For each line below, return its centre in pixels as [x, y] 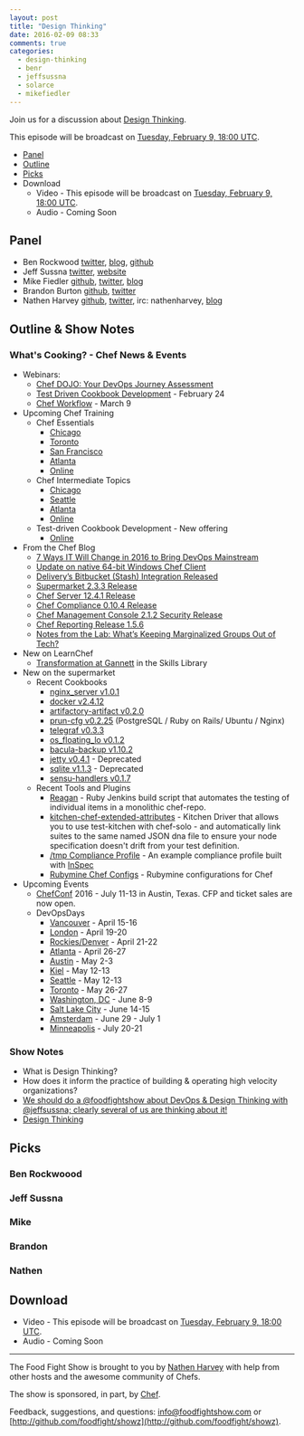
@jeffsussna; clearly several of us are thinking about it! [125, 1110]
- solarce [36, 85]
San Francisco [76, 452]
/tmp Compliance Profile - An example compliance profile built [166, 855]
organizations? [50, 1090]
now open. [56, 903]
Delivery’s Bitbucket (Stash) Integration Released [127, 576]
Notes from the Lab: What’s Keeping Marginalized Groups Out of [156, 634]
